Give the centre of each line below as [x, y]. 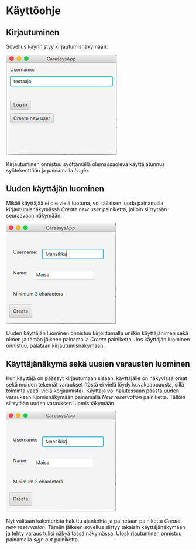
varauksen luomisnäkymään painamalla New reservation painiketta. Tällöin [96, 396]
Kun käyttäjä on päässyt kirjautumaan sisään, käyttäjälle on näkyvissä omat [97, 378]
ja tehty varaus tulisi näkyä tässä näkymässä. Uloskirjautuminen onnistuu [94, 533]
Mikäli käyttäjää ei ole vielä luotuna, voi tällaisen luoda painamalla [85, 203]
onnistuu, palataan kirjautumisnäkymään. [56, 345]
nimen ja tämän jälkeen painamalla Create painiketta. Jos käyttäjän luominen [98, 339]
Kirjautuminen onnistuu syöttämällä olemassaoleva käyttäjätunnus [85, 164]
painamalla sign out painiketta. [43, 539]
